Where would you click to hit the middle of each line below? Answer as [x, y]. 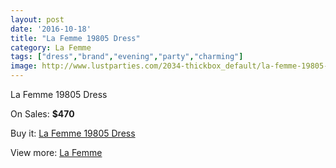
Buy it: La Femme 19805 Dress [73, 133]
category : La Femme [51, 47]
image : [24, 66]
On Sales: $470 [42, 114]
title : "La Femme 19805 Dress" [75, 38]
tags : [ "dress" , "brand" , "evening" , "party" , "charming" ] [127, 57]
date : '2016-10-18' [51, 29]
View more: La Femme [56, 152]
